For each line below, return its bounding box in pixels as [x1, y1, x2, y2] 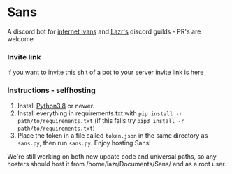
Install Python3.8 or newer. [17, 101, 95, 110]
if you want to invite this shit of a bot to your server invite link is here [7, 68, 204, 77]
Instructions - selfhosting [7, 85, 96, 95]
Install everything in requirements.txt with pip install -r [17, 109, 183, 117]
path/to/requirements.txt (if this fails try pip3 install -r [17, 116, 184, 124]
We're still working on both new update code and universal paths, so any [7, 152, 217, 161]
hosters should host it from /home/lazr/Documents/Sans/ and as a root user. [7, 159, 226, 168]
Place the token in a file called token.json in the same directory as [17, 131, 208, 140]
